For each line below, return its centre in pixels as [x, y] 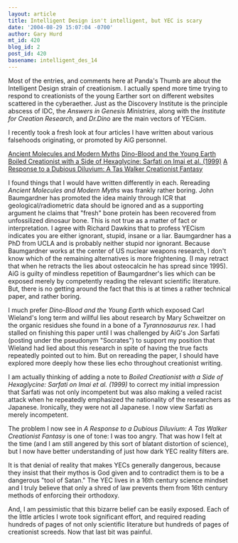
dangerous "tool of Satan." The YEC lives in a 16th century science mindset [118, 480]
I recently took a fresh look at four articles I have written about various [111, 132]
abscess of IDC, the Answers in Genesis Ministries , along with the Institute [117, 110]
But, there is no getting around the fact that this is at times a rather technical [119, 289]
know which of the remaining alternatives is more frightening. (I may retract [118, 258]
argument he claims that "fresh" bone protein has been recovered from [112, 213]
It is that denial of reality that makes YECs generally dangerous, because [114, 465]
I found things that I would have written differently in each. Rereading [109, 182]
